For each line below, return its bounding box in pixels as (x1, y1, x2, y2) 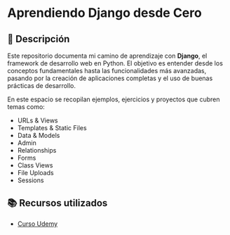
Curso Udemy (17, 220, 58, 228)
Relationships (17, 146, 57, 154)
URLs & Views (17, 116, 58, 125)
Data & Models (17, 132, 60, 139)
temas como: (7, 103, 46, 110)
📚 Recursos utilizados (7, 197, 108, 209)
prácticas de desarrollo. (7, 82, 76, 89)
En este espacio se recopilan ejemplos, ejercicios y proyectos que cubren (7, 95, 220, 103)
